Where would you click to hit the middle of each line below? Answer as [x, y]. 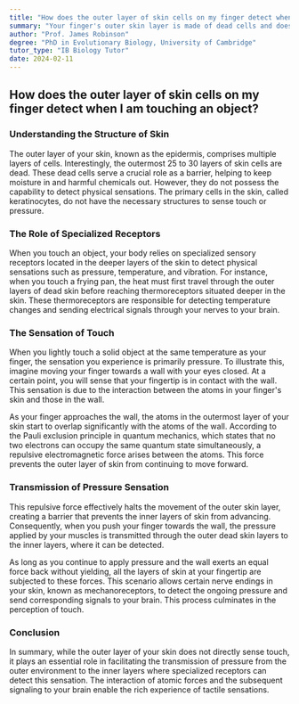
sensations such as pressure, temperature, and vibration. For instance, [139, 272]
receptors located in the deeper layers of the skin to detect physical [133, 262]
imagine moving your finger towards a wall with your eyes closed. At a [137, 372]
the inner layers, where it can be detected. [87, 544]
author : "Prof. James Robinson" [69, 34]
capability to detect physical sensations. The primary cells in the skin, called [149, 192]
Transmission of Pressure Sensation [89, 487]
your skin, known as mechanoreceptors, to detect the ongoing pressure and [148, 590]
